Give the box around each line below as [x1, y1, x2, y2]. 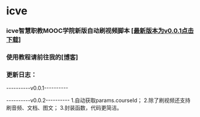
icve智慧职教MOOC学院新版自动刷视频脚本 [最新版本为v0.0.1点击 [6, 27, 194, 35]
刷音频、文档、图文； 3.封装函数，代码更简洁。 [6, 104, 122, 112]
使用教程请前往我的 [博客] [6, 53, 79, 61]
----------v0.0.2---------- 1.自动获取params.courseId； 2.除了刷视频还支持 [6, 97, 191, 104]
